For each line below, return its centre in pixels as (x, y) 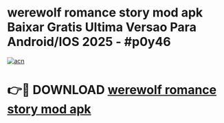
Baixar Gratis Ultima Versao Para (102, 27)
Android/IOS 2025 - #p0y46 (89, 42)
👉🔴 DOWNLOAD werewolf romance (112, 90)
